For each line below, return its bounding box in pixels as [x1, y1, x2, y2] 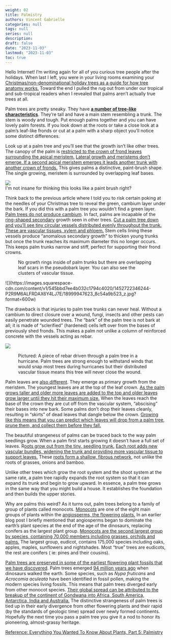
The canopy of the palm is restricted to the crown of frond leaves [5, 149, 142, 155]
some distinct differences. [5, 133, 60, 139]
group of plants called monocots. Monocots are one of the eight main [5, 506, 151, 512]
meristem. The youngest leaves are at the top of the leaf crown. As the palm [5, 384, 165, 391]
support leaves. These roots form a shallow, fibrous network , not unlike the [5, 454, 162, 460]
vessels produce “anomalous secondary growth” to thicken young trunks [5, 233, 158, 239]
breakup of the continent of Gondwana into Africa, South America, [5, 592, 145, 598]
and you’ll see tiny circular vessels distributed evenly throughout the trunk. [5, 222, 162, 228]
